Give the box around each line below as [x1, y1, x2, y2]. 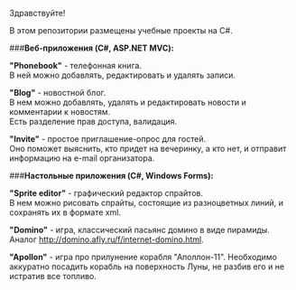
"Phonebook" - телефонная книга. [9, 61, 143, 70]
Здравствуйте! [9, 8, 66, 18]
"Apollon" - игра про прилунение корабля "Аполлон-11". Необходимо [9, 252, 278, 262]
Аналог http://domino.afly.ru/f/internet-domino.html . [9, 234, 205, 245]
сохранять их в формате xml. [9, 207, 122, 218]
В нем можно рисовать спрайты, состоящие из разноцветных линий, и [9, 198, 284, 208]
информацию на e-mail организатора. [9, 153, 155, 164]
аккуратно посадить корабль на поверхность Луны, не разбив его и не [9, 261, 285, 272]
